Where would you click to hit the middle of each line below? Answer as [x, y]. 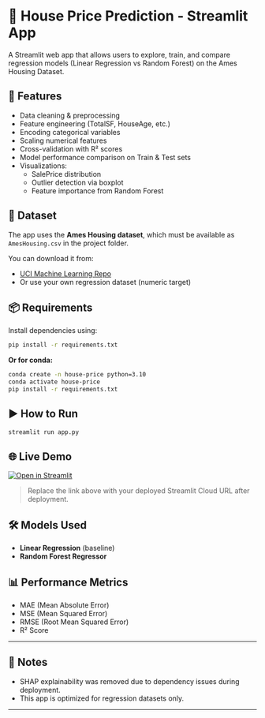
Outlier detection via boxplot [77, 182]
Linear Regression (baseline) [67, 548]
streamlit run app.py [44, 432]
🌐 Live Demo [40, 456]
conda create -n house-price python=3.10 [77, 375]
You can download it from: [51, 258]
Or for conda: [30, 360]
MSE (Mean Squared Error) [63, 613]
